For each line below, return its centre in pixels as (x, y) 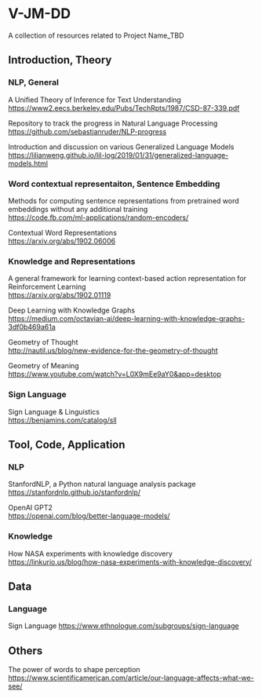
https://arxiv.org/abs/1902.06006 (62, 241)
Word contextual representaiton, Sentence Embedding (114, 184)
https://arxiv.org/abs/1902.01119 (60, 295)
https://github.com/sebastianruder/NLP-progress (87, 131)
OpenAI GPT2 (31, 508)
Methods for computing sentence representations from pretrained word (124, 200)
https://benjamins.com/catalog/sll (62, 420)
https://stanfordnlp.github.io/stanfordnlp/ (75, 492)
